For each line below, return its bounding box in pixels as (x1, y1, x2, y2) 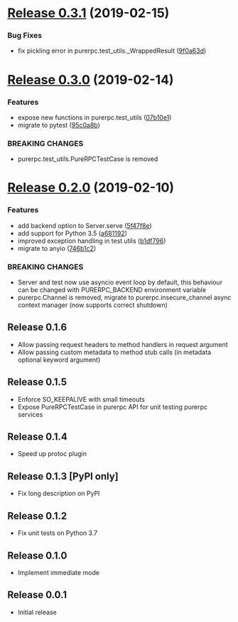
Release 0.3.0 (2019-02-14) (7, 71, 174, 88)
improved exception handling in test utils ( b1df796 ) (17, 237, 166, 245)
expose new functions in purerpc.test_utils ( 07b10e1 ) (17, 113, 172, 122)
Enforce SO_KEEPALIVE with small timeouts (17, 395, 146, 403)
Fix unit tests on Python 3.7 (17, 529, 98, 537)
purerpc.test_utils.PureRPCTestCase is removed (17, 155, 158, 163)
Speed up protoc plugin (17, 450, 87, 458)
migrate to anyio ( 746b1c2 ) (17, 244, 97, 252)
